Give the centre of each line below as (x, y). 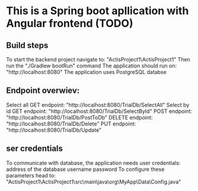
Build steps (27, 45)
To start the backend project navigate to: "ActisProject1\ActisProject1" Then (98, 59)
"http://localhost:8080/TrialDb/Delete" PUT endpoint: (71, 124)
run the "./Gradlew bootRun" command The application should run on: (92, 66)
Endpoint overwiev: (43, 91)
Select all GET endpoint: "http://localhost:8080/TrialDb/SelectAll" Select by (98, 105)
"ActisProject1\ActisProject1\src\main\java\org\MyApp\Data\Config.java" (94, 182)
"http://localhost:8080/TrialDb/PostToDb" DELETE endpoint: (79, 117)
